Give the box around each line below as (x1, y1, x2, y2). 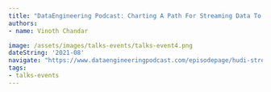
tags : (8, 64, 27, 73)
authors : (8, 19, 38, 27)
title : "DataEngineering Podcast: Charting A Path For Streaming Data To (8, 11, 262, 20)
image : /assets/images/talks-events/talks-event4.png (8, 41, 194, 49)
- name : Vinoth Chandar (8, 27, 89, 35)
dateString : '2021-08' (8, 49, 85, 57)
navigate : (8, 56, 42, 65)
